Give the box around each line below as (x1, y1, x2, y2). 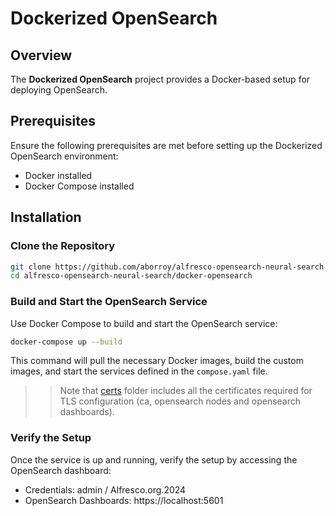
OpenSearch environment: (10, 150, 119, 162)
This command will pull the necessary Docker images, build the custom (10, 355, 304, 367)
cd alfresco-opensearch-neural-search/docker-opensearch (10, 271, 253, 281)
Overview (10, 47, 73, 64)
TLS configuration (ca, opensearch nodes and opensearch (59, 395, 302, 407)
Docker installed (24, 169, 93, 181)
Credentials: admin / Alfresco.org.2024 (24, 483, 187, 496)
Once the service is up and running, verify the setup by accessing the (10, 453, 298, 466)
